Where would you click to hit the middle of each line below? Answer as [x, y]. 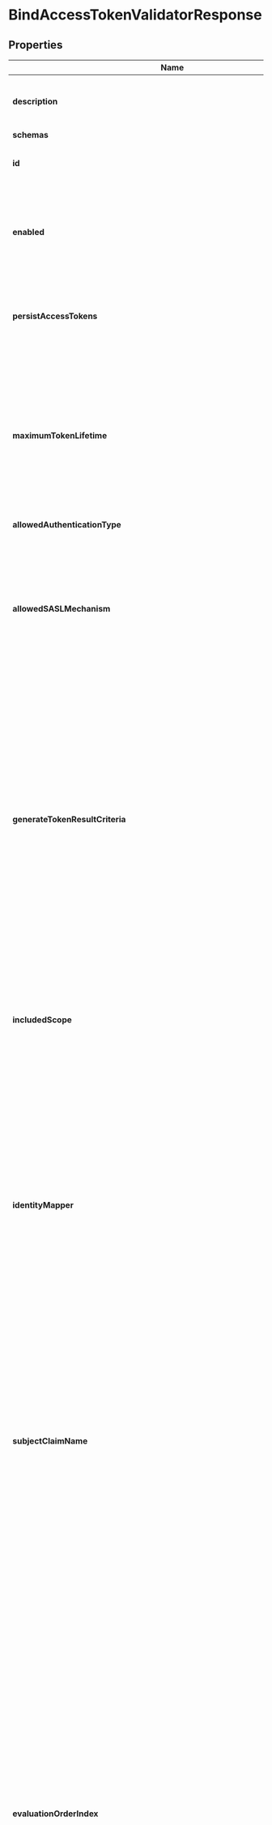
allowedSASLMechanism [62, 609]
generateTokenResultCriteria [69, 819]
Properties [36, 45]
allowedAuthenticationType [67, 524]
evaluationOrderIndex [55, 1814]
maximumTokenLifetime [60, 435]
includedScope [42, 1020]
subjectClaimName [50, 1441]
